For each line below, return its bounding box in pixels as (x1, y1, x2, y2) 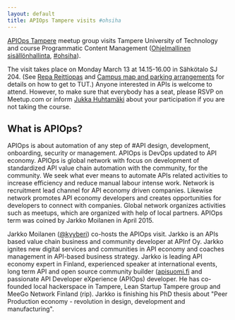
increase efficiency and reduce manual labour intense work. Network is (7, 179, 215, 187)
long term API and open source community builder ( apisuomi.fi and (7, 267, 203, 276)
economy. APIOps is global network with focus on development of (7, 156, 200, 165)
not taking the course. (7, 102, 72, 111)
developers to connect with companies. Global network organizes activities (7, 202, 227, 210)
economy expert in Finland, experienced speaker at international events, (7, 260, 217, 269)
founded (7, 283, 32, 291)
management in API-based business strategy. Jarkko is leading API (7, 252, 203, 261)
